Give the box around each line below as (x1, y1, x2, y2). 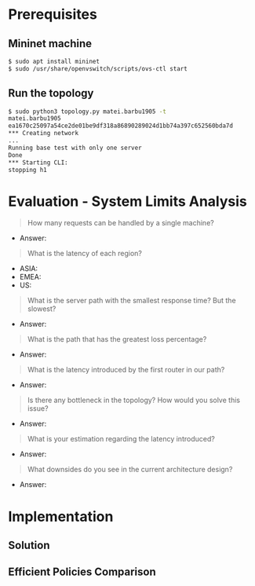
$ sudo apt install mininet (8, 57, 100, 65)
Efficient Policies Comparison (8, 566, 157, 579)
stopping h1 (8, 166, 47, 174)
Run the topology (8, 86, 94, 100)
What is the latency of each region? (27, 249, 143, 258)
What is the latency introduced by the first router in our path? (27, 365, 225, 375)
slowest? (27, 304, 56, 313)
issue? (27, 404, 49, 413)
